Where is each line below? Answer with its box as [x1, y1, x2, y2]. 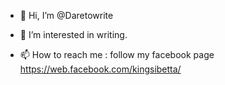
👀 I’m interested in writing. [19, 29, 128, 40]
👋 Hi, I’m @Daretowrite [19, 10, 114, 21]
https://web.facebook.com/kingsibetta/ [19, 63, 182, 75]
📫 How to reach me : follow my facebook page [19, 49, 215, 60]
